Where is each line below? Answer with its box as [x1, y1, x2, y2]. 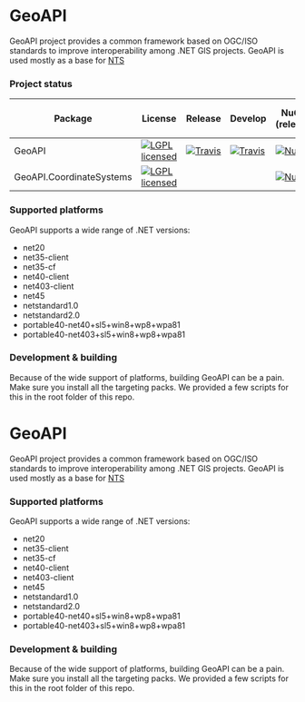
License [142, 113, 177, 125]
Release [185, 113, 221, 125]
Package [54, 113, 93, 125]
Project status [9, 77, 73, 90]
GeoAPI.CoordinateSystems [14, 171, 133, 183]
